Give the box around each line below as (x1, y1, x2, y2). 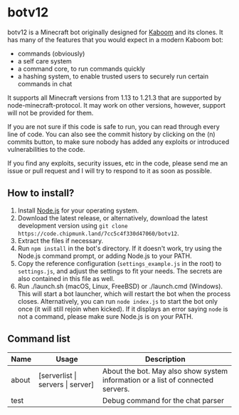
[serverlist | (38, 370, 77, 380)
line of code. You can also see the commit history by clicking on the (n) (7, 130, 216, 138)
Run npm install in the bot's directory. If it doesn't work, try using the (17, 244, 223, 252)
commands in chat (17, 79, 73, 88)
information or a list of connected (102, 375, 213, 385)
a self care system (17, 56, 73, 65)
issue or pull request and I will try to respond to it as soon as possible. (7, 166, 212, 175)
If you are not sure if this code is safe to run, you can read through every (7, 122, 221, 130)
